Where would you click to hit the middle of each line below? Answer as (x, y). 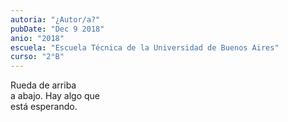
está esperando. (44, 107)
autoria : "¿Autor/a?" (55, 19)
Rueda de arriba (43, 85)
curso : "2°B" (37, 57)
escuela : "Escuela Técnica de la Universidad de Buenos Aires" (145, 47)
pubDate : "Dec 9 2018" (57, 29)
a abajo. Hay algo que (55, 96)
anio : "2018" (37, 38)
